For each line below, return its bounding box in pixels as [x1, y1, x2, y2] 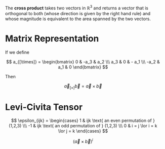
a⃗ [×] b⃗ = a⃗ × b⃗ [64, 83, 102, 90]
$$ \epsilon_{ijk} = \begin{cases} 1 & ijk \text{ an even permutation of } [11, 118, 155, 123]
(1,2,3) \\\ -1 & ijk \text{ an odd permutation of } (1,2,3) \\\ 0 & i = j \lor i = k [8, 123, 158, 129]
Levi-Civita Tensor [5, 101, 83, 113]
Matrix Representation [5, 33, 99, 44]
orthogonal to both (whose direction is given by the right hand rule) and [5, 10, 151, 16]
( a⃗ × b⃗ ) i [73, 138, 93, 144]
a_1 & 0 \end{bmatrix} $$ [58, 64, 108, 70]
